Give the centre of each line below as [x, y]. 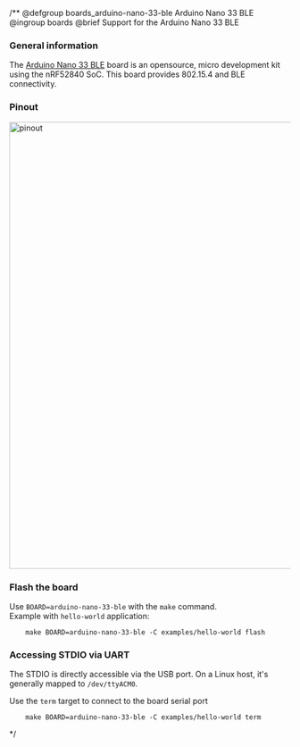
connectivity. [33, 84]
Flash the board [44, 587]
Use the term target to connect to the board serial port [108, 701]
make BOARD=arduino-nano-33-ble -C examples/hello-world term [143, 718]
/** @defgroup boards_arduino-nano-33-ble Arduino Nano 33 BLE [132, 13]
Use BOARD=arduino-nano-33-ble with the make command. [113, 606]
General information [54, 46]
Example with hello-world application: [79, 616]
